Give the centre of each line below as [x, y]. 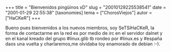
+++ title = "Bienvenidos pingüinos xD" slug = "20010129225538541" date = [86, 7]
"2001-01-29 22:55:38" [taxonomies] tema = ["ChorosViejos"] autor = [79, 13]
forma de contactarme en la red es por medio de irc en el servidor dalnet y [84, 33]
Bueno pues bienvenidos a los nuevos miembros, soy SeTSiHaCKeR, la [80, 28]
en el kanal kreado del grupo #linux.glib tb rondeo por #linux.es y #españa [84, 38]
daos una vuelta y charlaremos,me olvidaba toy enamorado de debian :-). [83, 44]
